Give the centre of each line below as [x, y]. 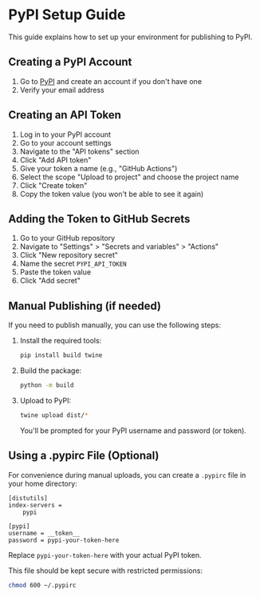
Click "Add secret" [50, 281]
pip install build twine [61, 355]
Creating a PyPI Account [70, 62]
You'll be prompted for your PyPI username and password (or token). [133, 431]
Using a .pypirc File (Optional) [84, 456]
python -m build [47, 386]
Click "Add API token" [55, 160]
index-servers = [35, 505]
